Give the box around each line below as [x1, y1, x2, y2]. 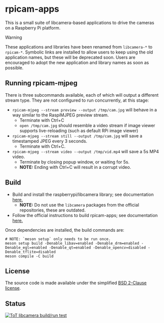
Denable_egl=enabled [5, 245, 48, 250]
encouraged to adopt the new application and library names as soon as [5, 59, 149, 65]
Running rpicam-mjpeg [5, 79, 78, 87]
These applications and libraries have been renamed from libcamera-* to [5, 44, 153, 50]
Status [5, 299, 26, 308]
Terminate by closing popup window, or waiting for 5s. [19, 159, 130, 165]
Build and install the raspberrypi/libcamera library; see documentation [12, 191, 154, 197]
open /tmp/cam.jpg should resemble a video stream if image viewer [19, 122, 156, 128]
